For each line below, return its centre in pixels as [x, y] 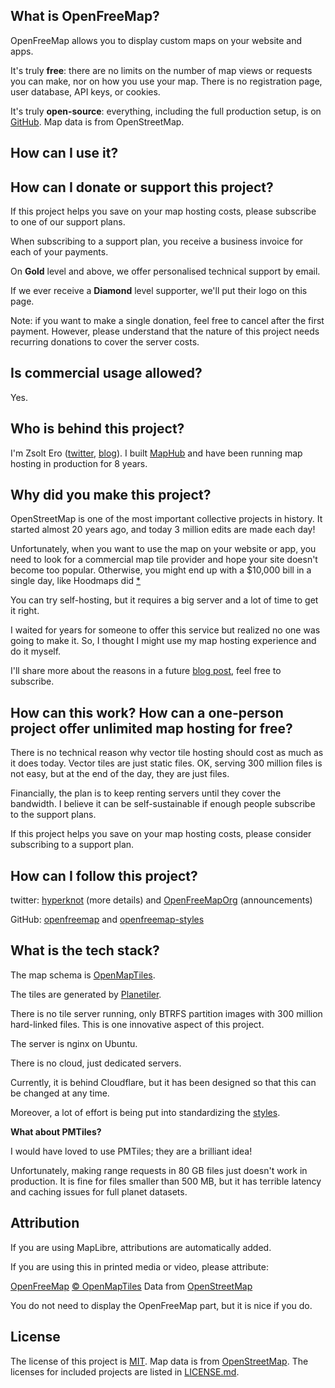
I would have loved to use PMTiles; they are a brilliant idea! [131, 1151]
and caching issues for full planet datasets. [99, 1191]
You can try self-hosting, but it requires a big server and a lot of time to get [164, 600]
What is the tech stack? [85, 950]
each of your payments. [59, 252]
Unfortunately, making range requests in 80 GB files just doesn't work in [159, 1170]
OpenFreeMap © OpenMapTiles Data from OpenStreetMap [131, 1286]
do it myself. [36, 651]
